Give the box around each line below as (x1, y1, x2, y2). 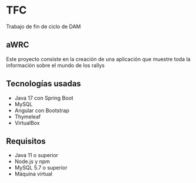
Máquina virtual (14, 171, 53, 178)
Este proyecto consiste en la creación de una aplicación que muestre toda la (6, 55, 191, 62)
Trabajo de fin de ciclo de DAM (6, 23, 81, 30)
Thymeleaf (14, 113, 41, 120)
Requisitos (6, 136, 46, 146)
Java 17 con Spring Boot (14, 94, 73, 101)
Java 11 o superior (14, 152, 59, 159)
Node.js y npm (14, 158, 50, 165)
